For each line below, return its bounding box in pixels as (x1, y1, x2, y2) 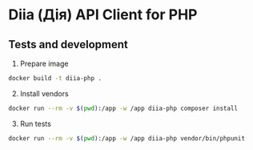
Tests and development (8, 38, 128, 51)
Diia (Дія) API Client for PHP (8, 6, 198, 24)
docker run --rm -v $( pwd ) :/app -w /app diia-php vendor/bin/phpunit (8, 134, 246, 142)
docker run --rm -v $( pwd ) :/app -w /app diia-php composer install (8, 104, 239, 112)
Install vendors (19, 88, 70, 98)
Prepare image (19, 59, 69, 68)
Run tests (19, 119, 52, 128)
